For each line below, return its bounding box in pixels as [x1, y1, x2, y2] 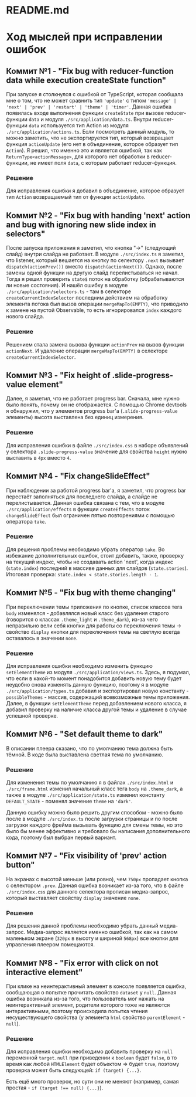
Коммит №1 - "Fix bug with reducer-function [6, 66, 174, 76]
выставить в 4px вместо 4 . [6, 454, 71, 461]
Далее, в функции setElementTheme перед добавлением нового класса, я [6, 699, 187, 707]
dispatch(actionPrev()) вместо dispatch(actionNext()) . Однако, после [6, 263, 183, 270]
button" [6, 860, 35, 870]
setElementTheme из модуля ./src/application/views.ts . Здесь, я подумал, [6, 668, 191, 675]
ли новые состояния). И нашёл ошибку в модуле [6, 282, 128, 289]
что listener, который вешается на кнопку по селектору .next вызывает [6, 257, 184, 264]
